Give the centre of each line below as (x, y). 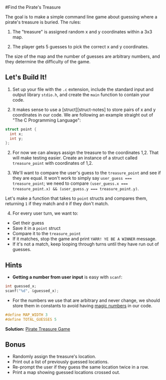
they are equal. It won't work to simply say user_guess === (72, 178)
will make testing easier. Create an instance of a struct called (75, 158)
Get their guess (28, 223)
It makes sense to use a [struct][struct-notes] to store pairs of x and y (84, 110)
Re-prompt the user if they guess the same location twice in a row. (81, 367)
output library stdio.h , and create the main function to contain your (81, 95)
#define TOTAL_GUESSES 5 (31, 319)
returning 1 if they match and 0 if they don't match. (57, 204)
